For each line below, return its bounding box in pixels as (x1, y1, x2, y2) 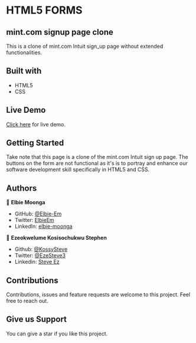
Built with (6, 66, 42, 76)
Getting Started (6, 138, 64, 148)
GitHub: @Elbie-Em (14, 210, 62, 217)
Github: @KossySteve (14, 246, 68, 253)
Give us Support (6, 314, 67, 325)
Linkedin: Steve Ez (14, 258, 60, 266)
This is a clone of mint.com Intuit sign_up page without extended (6, 43, 164, 50)
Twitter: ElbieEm (14, 217, 54, 224)
